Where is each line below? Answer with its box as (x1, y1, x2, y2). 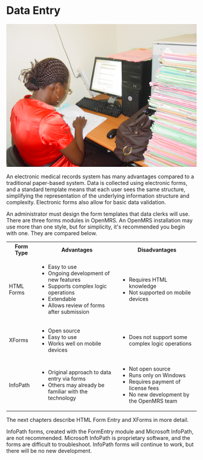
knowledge (129, 282, 157, 290)
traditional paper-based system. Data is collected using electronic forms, (6, 179, 188, 186)
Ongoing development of (48, 270, 110, 277)
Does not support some (129, 333, 187, 340)
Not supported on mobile (129, 288, 192, 296)
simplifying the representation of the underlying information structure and (6, 192, 190, 199)
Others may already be (48, 381, 105, 389)
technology (48, 394, 77, 401)
